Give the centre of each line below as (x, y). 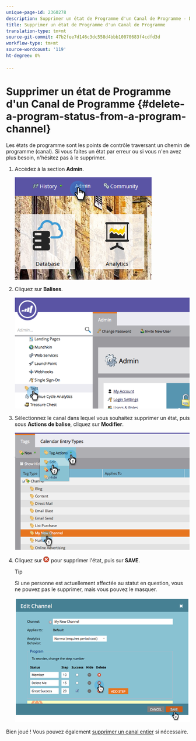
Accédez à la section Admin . (49, 169)
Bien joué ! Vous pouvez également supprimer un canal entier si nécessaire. (97, 732)
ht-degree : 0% (23, 56)
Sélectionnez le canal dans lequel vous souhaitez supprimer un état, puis (102, 418)
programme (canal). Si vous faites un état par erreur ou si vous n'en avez (94, 151)
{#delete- (161, 104)
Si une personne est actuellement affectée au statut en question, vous (99, 583)
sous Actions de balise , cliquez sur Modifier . (69, 424)
